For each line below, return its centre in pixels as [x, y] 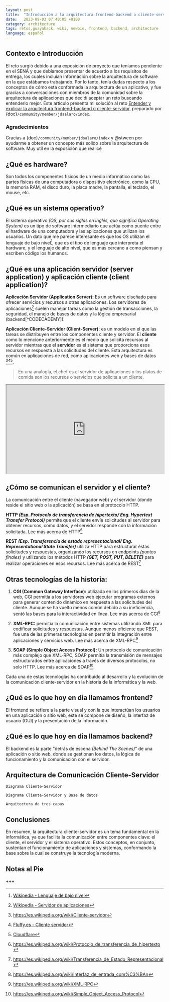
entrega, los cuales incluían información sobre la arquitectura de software [82, 76]
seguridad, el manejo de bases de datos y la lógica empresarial [71, 314]
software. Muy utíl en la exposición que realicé [54, 148]
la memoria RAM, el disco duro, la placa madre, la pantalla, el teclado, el [80, 187]
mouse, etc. [18, 192]
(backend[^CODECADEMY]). [35, 319]
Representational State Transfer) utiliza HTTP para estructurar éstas [77, 547]
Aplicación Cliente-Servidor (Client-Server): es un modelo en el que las [81, 329]
